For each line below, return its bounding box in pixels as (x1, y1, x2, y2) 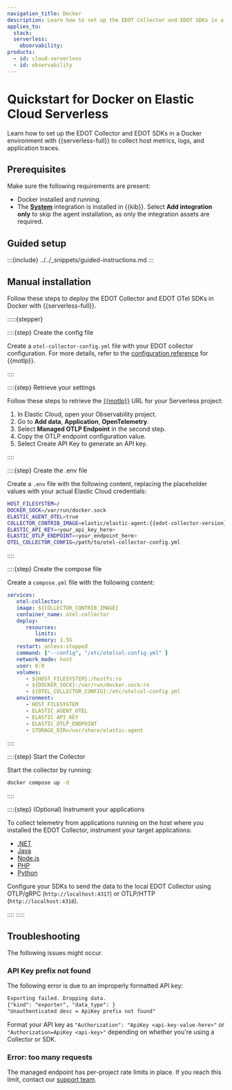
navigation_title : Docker (7, 10, 81, 17)
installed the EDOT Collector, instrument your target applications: (7, 826, 192, 834)
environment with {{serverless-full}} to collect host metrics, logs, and (7, 136, 204, 145)
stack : (13, 29, 32, 37)
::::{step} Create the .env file (7, 466, 88, 474)
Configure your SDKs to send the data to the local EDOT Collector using (7, 883, 211, 891)
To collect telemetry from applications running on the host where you (7, 819, 204, 827)
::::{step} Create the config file (7, 329, 94, 336)
